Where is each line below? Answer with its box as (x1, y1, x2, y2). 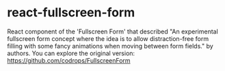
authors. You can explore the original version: (7, 49, 135, 57)
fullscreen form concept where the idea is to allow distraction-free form (7, 34, 209, 42)
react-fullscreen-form (7, 5, 135, 20)
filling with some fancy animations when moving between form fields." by (7, 42, 213, 50)
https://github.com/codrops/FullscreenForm (7, 56, 131, 64)
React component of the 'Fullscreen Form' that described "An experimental (7, 27, 219, 35)
